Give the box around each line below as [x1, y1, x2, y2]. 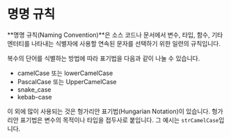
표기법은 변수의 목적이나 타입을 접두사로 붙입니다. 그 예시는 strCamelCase [19, 115, 219, 124]
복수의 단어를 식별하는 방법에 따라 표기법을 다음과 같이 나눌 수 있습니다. [7, 54, 200, 63]
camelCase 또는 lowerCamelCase [17, 69, 113, 77]
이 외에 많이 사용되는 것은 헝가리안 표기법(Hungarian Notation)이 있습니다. [7, 107, 211, 115]
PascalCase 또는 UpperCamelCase [17, 77, 117, 85]
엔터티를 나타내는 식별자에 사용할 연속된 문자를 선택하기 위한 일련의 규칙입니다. [7, 39, 221, 47]
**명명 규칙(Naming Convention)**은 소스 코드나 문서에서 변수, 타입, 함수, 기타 [7, 31, 223, 39]
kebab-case [17, 92, 52, 101]
